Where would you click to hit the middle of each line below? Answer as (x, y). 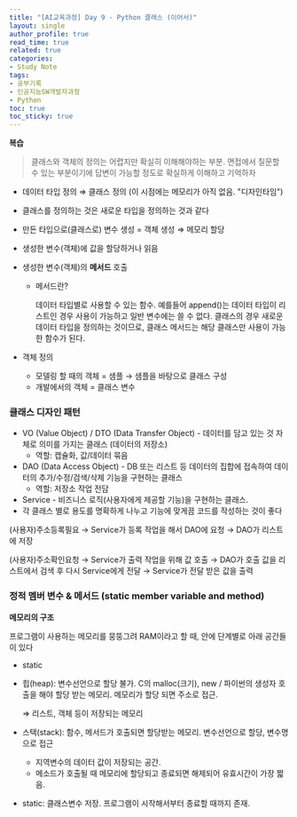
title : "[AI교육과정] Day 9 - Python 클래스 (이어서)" (103, 17)
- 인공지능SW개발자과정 (45, 91)
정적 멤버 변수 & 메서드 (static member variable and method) (137, 596)
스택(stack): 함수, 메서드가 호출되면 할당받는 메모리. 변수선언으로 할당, (144, 732)
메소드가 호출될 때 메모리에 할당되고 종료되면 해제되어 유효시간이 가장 (155, 773)
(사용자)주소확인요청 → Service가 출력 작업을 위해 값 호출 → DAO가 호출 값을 (143, 559)
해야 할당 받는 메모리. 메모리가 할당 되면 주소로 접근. (129, 694)
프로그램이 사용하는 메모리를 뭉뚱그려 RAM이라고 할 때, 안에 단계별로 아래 (136, 636)
